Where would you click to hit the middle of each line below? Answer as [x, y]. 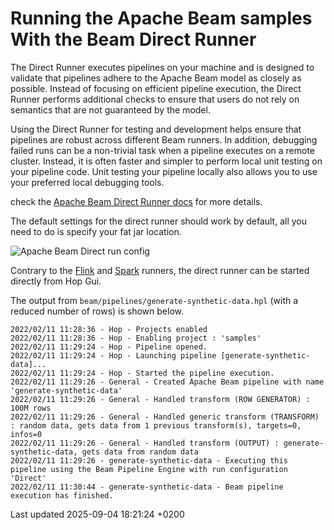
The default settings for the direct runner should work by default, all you [159, 221]
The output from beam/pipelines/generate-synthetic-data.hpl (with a [154, 300]
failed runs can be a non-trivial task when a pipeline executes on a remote [162, 150]
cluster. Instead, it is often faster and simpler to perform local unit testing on [166, 161]
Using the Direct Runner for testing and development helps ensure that [156, 129]
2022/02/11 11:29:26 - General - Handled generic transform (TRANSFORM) [165, 417]
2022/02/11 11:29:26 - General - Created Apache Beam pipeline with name [167, 382]
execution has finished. [62, 495]
